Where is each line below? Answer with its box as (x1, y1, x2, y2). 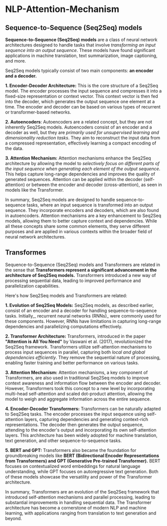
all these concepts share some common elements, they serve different (5, 223, 150, 229)
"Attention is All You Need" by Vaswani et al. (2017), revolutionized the (5, 338, 152, 344)
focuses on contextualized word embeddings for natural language (5, 463, 141, 469)
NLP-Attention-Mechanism (5, 3, 120, 15)
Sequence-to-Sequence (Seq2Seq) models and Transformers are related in (5, 261, 161, 267)
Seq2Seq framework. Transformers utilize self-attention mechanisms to (5, 343, 152, 349)
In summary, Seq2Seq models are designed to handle (5, 196, 116, 202)
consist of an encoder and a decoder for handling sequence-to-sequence (5, 307, 157, 313)
